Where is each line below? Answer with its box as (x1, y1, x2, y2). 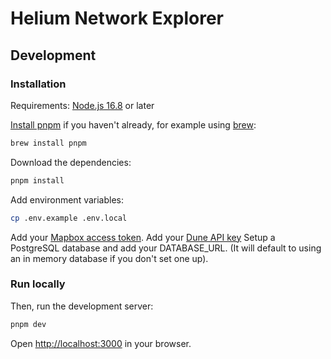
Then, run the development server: (10, 300, 154, 312)
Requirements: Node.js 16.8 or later (10, 99, 155, 111)
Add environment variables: (10, 193, 125, 206)
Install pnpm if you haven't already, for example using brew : (10, 118, 257, 131)
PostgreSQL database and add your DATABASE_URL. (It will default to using (10, 242, 322, 254)
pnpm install (10, 175, 65, 186)
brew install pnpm (10, 138, 87, 148)
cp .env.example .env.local (10, 213, 128, 223)
